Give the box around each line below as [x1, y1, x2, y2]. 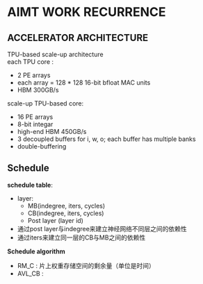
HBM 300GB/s [17, 86, 59, 94]
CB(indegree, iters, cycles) [27, 209, 104, 217]
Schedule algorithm [7, 247, 66, 256]
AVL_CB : [17, 269, 44, 278]
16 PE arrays [17, 112, 54, 121]
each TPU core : [7, 58, 54, 66]
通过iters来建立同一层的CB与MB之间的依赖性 [17, 233, 146, 242]
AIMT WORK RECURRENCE [7, 4, 166, 20]
